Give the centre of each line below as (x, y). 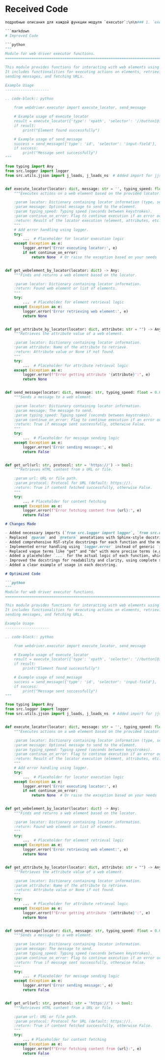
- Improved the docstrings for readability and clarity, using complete (81, 560)
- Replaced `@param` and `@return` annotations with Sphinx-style (74, 537)
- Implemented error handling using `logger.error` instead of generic (80, 547)
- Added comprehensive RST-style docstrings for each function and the (80, 542)
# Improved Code (22, 35)
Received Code (37, 9)
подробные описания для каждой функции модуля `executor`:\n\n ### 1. (78, 22)
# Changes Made (21, 524)
